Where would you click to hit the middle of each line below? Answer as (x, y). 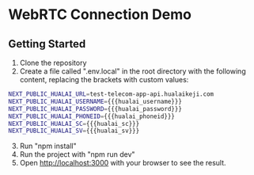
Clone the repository (53, 63)
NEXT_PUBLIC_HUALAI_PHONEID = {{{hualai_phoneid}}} (92, 116)
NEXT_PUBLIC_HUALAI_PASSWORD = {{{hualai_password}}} (95, 108)
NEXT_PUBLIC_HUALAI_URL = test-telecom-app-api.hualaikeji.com (111, 94)
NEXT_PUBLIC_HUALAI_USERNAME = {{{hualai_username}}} (95, 101)
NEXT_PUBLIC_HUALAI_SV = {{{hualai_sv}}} (74, 131)
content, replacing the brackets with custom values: (104, 80)
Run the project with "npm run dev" (78, 154)
